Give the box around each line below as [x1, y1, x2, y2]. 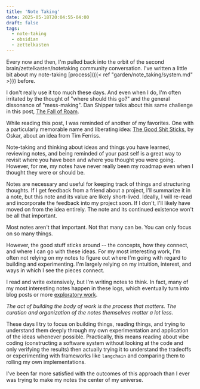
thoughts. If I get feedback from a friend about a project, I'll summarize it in [6, 186, 191, 194]
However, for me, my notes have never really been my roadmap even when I [6, 162, 193, 170]
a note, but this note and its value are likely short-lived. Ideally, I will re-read [6, 193, 192, 200]
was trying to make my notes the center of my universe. [6, 376, 143, 383]
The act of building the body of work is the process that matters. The [6, 302, 177, 310]
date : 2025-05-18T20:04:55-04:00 [6, 14, 90, 20]
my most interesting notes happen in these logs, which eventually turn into [6, 284, 189, 292]
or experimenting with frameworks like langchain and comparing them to [6, 352, 185, 359]
